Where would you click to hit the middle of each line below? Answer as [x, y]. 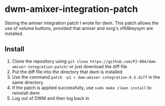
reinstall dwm [26, 93]
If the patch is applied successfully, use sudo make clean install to [82, 88]
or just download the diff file [98, 66]
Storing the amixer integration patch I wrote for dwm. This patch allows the [81, 23]
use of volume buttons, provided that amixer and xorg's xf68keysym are [79, 28]
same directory [27, 82]
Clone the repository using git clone [50, 61]
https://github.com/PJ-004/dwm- [124, 61]
